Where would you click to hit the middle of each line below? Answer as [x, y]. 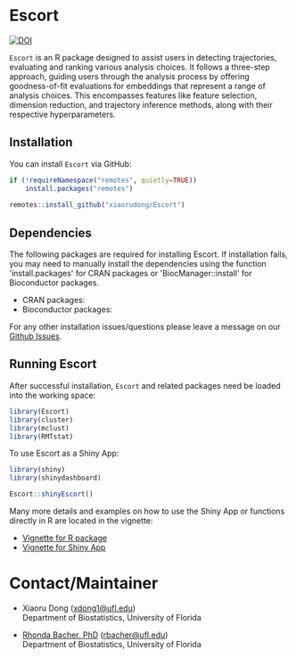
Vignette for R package [65, 538]
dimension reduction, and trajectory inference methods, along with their [141, 104]
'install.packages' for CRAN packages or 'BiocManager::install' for [131, 274]
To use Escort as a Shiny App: [64, 453]
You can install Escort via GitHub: [70, 164]
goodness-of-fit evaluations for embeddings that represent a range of [137, 86]
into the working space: [53, 395]
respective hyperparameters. [62, 114]
